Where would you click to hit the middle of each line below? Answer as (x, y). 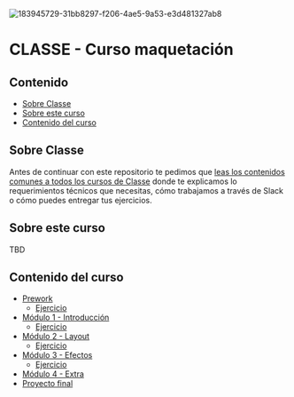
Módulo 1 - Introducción (66, 318)
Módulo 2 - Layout (56, 337)
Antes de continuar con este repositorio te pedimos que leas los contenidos (147, 171)
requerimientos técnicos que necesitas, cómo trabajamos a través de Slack (146, 190)
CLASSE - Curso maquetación (121, 50)
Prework (37, 298)
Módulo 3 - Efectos (57, 355)
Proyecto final (47, 384)
